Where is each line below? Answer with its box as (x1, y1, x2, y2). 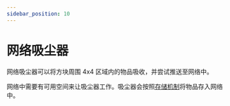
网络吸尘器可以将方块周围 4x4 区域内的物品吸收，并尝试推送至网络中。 (6, 67, 213, 76)
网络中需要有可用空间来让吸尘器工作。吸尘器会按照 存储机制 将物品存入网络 (6, 82, 223, 91)
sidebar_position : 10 (6, 10, 71, 18)
